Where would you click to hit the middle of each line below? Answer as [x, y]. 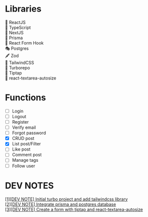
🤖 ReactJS [15, 22]
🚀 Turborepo [18, 68]
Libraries [23, 9]
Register [20, 122]
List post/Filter [26, 144]
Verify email [24, 127]
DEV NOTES [30, 186]
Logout [19, 116]
